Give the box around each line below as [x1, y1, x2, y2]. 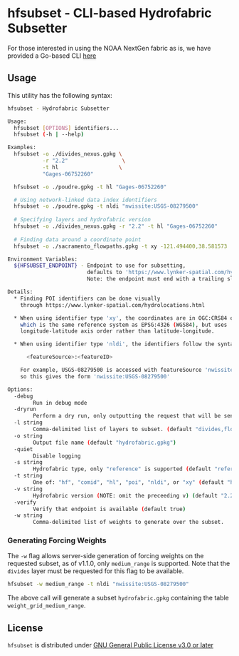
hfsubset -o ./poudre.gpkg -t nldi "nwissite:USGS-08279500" [14, 203, 199, 210]
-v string [14, 485, 43, 493]
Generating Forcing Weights [7, 535, 107, 545]
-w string [14, 512, 43, 519]
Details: [7, 288, 33, 296]
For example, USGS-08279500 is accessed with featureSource [20, 366, 202, 373]
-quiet [14, 445, 33, 453]
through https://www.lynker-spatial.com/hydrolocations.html [20, 301, 205, 308]
